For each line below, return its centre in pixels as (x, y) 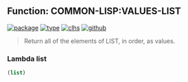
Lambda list (27, 59)
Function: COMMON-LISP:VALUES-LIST (94, 11)
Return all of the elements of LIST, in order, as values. (99, 41)
